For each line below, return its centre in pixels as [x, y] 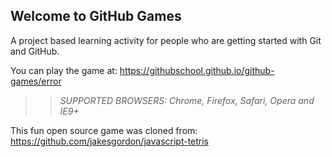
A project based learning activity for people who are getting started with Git [166, 40]
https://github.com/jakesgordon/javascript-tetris [110, 141]
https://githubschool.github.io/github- [197, 70]
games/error [36, 81]
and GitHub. [35, 51]
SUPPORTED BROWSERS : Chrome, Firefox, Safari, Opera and [187, 100]
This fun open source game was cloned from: [104, 130]
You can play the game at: [64, 70]
